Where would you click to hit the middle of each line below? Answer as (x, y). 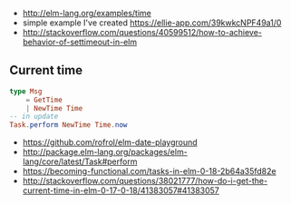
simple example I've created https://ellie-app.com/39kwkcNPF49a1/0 (152, 23)
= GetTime (44, 100)
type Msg (26, 91)
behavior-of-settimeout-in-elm (80, 42)
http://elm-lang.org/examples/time (87, 13)
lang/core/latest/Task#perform (80, 161)
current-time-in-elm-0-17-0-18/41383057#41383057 (121, 190)
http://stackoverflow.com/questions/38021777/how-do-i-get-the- (145, 181)
